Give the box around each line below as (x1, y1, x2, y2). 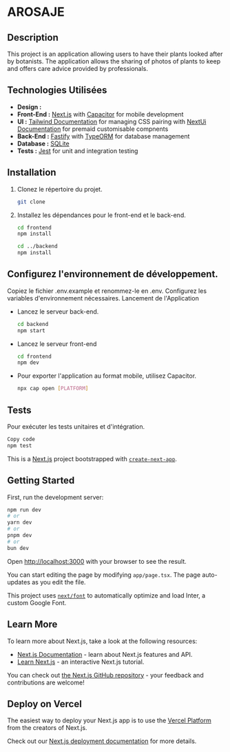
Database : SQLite (17, 139, 70, 148)
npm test (7, 442, 32, 449)
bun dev (7, 545, 30, 551)
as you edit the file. (32, 578, 86, 586)
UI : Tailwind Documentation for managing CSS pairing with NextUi (17, 117, 207, 125)
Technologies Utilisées (7, 84, 107, 96)
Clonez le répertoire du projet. (17, 185, 103, 193)
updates (7, 578, 31, 586)
